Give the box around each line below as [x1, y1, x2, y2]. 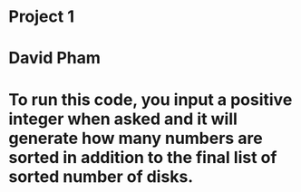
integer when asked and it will [8, 109, 238, 129]
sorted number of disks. [8, 166, 194, 187]
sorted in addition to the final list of [8, 147, 277, 168]
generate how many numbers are [8, 128, 264, 149]
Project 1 [8, 6, 74, 27]
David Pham [8, 48, 102, 69]
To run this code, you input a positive [8, 89, 293, 110]
